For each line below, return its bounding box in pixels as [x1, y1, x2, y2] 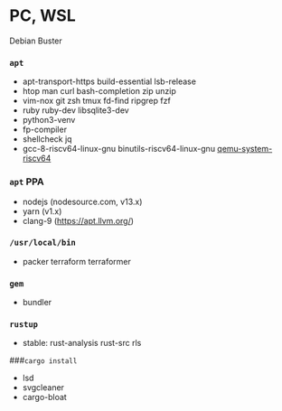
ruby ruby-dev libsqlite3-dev [22, 105, 129, 116]
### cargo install [9, 355, 78, 366]
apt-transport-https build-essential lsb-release [22, 76, 197, 87]
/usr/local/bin [9, 238, 77, 248]
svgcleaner [22, 382, 65, 393]
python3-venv [22, 115, 76, 126]
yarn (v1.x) [22, 205, 62, 217]
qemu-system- [216, 144, 273, 154]
